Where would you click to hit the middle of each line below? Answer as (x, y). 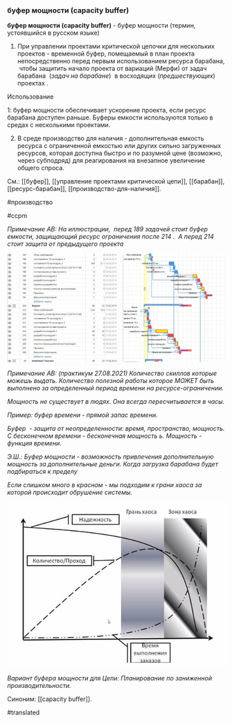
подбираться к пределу (42, 471)
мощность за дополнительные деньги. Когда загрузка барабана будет (113, 463)
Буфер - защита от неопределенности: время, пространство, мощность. (116, 428)
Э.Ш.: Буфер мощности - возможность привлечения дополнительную (110, 457)
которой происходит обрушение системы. (70, 492)
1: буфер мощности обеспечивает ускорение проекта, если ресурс (107, 110)
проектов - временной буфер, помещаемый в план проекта (106, 54)
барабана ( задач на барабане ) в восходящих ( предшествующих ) (116, 76)
